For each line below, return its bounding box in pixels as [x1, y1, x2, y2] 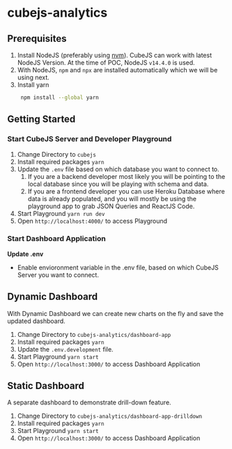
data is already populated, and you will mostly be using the [27, 194, 197, 203]
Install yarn [17, 81, 49, 88]
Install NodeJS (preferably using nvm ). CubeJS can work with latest [17, 51, 212, 59]
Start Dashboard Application [7, 234, 106, 244]
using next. [17, 73, 50, 81]
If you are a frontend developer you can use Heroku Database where [27, 187, 225, 196]
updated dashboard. [7, 317, 66, 325]
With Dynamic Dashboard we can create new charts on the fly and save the [7, 309, 224, 317]
